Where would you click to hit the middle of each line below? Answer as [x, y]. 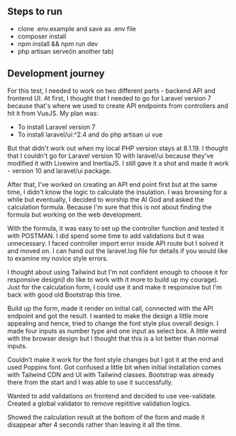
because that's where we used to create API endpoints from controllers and [118, 105]
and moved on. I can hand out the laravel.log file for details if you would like [118, 251]
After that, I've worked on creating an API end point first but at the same [112, 184]
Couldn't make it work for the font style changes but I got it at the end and [115, 360]
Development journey [56, 74]
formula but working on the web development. [75, 214]
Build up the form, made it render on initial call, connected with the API [111, 308]
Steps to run [35, 12]
